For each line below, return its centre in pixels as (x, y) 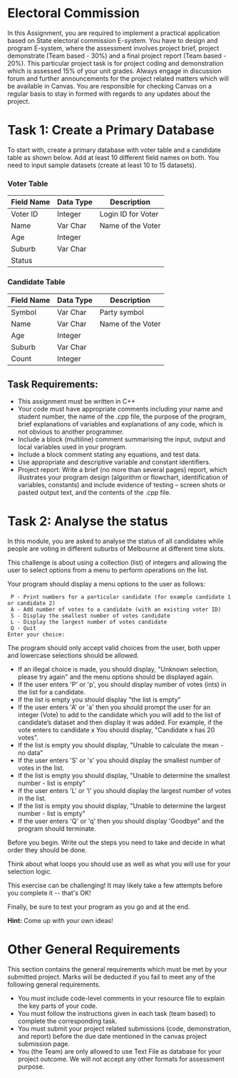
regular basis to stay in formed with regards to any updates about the (109, 94)
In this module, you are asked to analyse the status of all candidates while (116, 542)
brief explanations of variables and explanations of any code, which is (120, 424)
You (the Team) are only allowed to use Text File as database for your (119, 1052)
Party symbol (121, 312)
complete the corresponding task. (67, 1021)
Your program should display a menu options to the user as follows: (106, 584)
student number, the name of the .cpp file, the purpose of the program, (122, 416)
